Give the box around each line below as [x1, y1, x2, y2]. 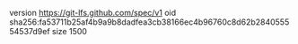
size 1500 [52, 26, 88, 36]
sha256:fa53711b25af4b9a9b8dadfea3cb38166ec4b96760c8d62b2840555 [9, 17, 290, 27]
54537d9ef [9, 26, 51, 36]
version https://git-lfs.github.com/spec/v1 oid [9, 8, 177, 18]
